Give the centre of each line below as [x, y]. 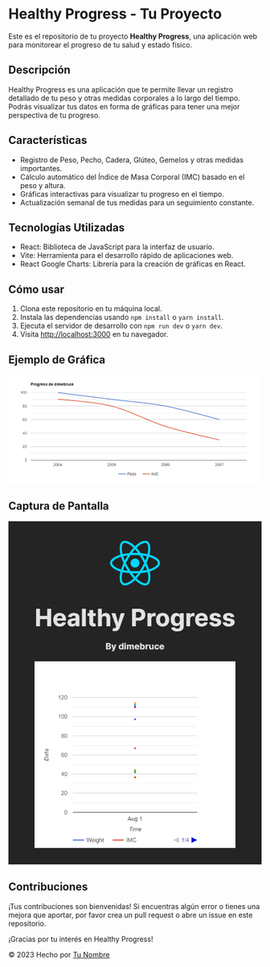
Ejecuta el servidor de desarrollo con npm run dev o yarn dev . [121, 326]
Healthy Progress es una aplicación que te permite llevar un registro [121, 89]
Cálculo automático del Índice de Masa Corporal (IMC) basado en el [132, 177]
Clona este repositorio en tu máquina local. [91, 309]
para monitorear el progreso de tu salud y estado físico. [100, 44]
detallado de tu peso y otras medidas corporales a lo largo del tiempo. [125, 98]
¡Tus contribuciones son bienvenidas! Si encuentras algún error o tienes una [134, 906]
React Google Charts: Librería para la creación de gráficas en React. [133, 264]
